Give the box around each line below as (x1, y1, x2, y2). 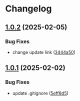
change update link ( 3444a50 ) (12, 49, 76, 55)
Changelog (5, 3, 52, 14)
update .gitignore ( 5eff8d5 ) (12, 90, 69, 96)
